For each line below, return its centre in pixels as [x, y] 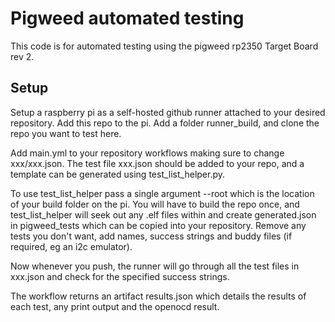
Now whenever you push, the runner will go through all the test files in [155, 266]
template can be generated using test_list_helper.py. [118, 174]
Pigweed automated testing [127, 18]
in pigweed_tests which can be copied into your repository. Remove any [158, 225]
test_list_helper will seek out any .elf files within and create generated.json [163, 214]
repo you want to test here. [66, 133]
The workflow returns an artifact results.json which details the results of [158, 296]
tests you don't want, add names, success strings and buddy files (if [151, 236]
